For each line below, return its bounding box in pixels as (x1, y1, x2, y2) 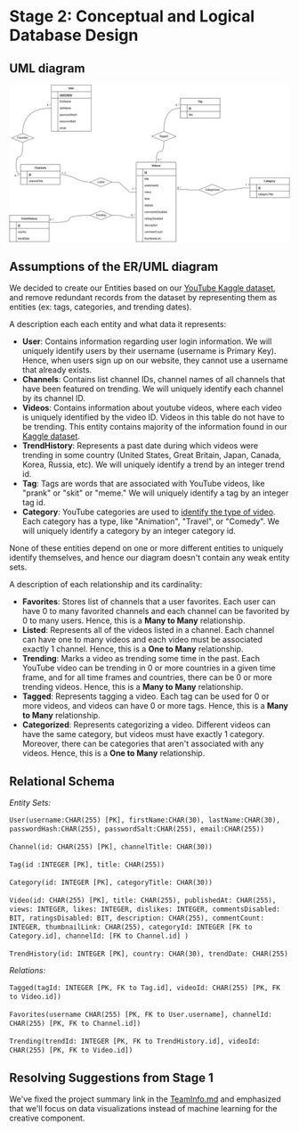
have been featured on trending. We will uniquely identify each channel (21, 383, 284, 394)
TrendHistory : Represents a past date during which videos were (21, 440, 259, 451)
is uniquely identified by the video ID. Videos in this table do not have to (21, 412, 285, 422)
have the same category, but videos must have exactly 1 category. (21, 729, 265, 740)
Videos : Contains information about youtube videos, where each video (21, 403, 282, 414)
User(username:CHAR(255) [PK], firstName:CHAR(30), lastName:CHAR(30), (9, 816, 280, 825)
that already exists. (21, 365, 93, 375)
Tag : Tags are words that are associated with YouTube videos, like (21, 479, 265, 489)
